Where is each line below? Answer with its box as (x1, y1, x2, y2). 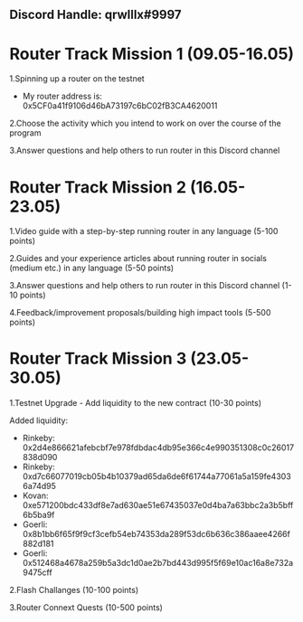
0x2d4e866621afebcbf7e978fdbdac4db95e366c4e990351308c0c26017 (22, 442, 295, 453)
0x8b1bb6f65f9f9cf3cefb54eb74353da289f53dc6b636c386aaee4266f (22, 529, 291, 540)
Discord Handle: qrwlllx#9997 (9, 7, 182, 23)
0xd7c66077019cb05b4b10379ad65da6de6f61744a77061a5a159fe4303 (22, 471, 291, 482)
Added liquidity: (9, 415, 69, 426)
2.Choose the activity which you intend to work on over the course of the (9, 118, 282, 129)
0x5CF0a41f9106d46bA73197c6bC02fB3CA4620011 (22, 100, 218, 111)
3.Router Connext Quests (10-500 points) (9, 602, 163, 613)
